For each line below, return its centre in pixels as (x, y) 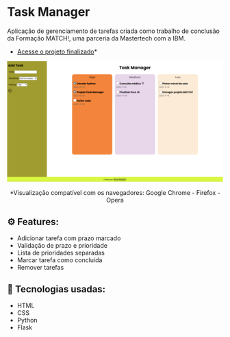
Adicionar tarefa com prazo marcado (69, 238)
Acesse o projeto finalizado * (57, 51)
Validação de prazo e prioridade (62, 246)
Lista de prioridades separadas (61, 253)
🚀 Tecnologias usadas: (56, 289)
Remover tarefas (40, 268)
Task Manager (49, 12)
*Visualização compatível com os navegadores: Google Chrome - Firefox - (115, 193)
